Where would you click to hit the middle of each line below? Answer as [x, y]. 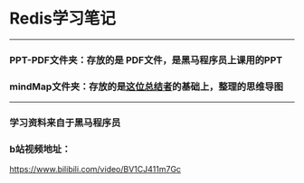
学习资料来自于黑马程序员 [65, 123]
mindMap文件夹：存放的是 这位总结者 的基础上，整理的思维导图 [146, 87]
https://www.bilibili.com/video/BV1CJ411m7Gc [95, 169]
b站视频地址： [40, 149]
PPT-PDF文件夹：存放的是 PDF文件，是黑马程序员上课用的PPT [146, 59]
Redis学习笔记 [62, 18]
